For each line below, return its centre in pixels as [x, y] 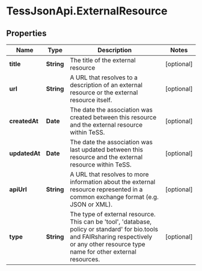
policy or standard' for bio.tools [114, 229]
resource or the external [104, 93]
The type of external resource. [113, 214]
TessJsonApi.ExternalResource [87, 11]
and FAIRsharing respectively [111, 237]
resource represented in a [106, 189]
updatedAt [25, 153]
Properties [26, 33]
